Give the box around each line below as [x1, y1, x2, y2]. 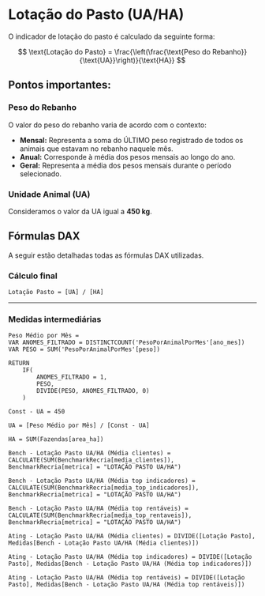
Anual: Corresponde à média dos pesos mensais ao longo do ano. [19, 152, 236, 161]
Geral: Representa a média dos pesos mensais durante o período [19, 160, 232, 170]
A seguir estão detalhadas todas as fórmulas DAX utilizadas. [8, 251, 204, 260]
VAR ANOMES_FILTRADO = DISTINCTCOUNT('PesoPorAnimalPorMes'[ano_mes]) [8, 338, 245, 347]
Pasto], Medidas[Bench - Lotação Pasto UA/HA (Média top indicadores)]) [8, 560, 252, 568]
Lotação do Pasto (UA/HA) [8, 6, 185, 24]
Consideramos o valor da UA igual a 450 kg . [8, 206, 152, 216]
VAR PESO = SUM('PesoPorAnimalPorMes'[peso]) [8, 345, 160, 353]
